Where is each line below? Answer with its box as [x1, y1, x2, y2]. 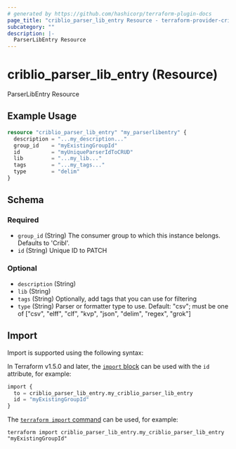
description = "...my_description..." [13, 135, 128, 143]
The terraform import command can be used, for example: [7, 415, 178, 424]
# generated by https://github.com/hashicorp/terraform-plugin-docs [7, 10, 212, 18]
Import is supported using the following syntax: [7, 349, 144, 357]
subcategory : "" [7, 23, 55, 30]
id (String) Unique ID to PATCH [17, 246, 107, 254]
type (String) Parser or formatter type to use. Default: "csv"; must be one [17, 301, 229, 310]
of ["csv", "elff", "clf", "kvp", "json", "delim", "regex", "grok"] [17, 309, 191, 318]
